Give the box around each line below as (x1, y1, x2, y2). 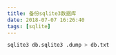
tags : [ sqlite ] (7, 23, 51, 30)
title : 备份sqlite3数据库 (7, 10, 77, 17)
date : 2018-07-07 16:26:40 (7, 16, 85, 23)
